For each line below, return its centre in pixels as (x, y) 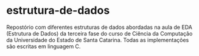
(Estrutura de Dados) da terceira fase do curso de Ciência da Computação (100, 33)
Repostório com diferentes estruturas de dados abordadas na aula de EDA (100, 27)
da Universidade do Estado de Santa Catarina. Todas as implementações (98, 40)
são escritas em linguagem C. (44, 46)
